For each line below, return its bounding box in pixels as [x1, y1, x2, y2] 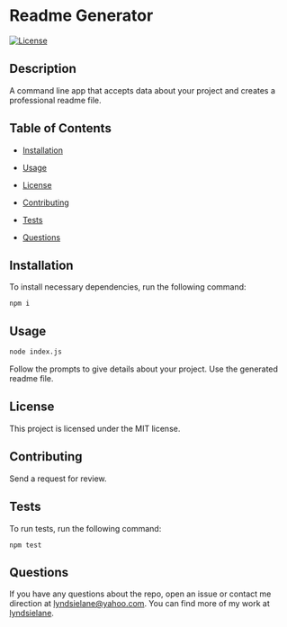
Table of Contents [9, 121, 112, 136]
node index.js [9, 347, 63, 356]
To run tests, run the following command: [9, 523, 162, 533]
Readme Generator [9, 5, 154, 26]
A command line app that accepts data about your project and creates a [9, 85, 276, 95]
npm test [9, 541, 42, 550]
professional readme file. [9, 94, 102, 105]
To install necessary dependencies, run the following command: [9, 282, 247, 292]
